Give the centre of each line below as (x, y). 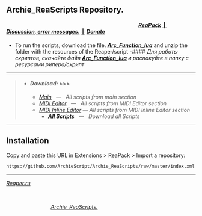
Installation (28, 141)
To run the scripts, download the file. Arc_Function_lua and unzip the (101, 45)
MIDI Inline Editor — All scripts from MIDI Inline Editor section (115, 110)
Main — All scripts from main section (88, 97)
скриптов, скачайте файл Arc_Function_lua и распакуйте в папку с (102, 58)
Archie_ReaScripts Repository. (65, 10)
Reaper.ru (19, 183)
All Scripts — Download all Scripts (94, 116)
